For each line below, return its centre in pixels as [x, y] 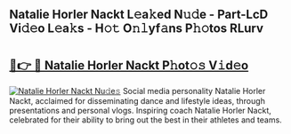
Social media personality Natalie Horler [194, 91]
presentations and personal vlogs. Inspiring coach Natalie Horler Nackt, [140, 110]
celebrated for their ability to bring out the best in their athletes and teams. [145, 120]
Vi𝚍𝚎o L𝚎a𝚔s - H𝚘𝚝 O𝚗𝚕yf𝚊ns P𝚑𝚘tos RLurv [137, 29]
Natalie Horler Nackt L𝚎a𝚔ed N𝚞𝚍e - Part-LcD [139, 15]
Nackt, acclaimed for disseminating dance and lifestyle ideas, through [137, 101]
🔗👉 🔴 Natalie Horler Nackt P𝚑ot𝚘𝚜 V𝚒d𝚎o [129, 65]
